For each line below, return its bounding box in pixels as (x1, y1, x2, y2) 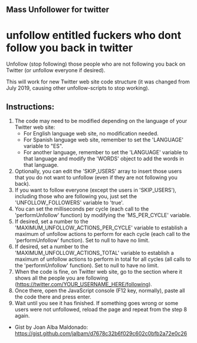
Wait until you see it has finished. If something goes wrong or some (14, 300, 179, 307)
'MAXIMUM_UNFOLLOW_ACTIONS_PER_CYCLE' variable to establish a (14, 224, 188, 231)
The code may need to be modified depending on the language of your (14, 118, 188, 125)
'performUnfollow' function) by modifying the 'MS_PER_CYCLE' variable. (14, 212, 192, 219)
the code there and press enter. (14, 293, 91, 300)
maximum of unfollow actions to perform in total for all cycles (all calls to (14, 255, 191, 263)
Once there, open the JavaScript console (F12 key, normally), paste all (14, 287, 185, 295)
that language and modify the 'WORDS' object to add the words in (23, 155, 184, 162)
